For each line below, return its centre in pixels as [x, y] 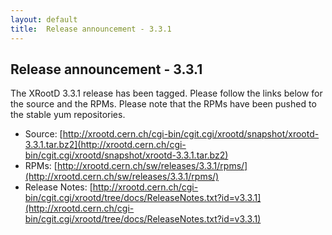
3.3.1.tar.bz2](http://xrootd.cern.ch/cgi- [105, 145]
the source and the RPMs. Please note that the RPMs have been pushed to [163, 104]
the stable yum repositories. [68, 115]
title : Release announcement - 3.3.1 [91, 29]
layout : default [44, 19]
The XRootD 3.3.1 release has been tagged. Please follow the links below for [166, 93]
